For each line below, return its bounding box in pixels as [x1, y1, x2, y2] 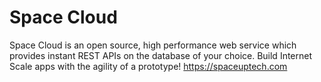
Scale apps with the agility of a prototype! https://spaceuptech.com [9, 60, 288, 72]
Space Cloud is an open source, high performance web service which [9, 39, 297, 51]
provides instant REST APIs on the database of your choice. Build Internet [9, 49, 313, 61]
